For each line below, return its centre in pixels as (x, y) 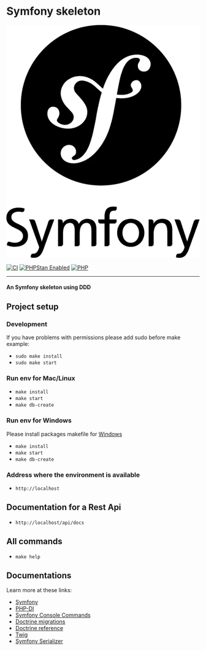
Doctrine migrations (40, 622)
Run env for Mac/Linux (41, 379)
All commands (34, 541)
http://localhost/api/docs (50, 523)
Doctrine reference (39, 628)
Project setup (33, 306)
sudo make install (39, 356)
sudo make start (36, 363)
